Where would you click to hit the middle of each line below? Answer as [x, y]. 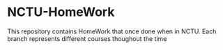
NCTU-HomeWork [61, 12]
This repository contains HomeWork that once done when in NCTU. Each [112, 31]
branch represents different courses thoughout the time [87, 38]
